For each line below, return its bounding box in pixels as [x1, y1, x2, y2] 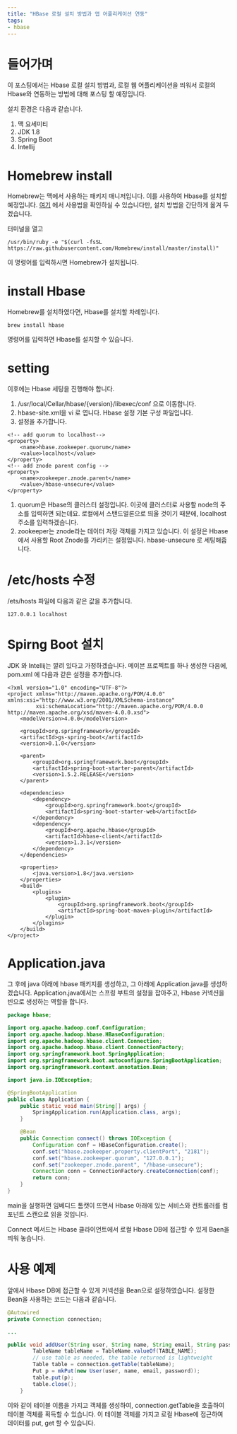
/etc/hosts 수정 [7, 572, 96, 588]
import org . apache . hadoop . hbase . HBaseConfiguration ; [7, 1031, 166, 1038]
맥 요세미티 [17, 120, 49, 128]
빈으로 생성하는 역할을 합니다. [7, 997, 89, 1005]
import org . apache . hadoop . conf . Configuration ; [7, 1024, 147, 1031]
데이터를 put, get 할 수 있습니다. [7, 1418, 96, 1427]
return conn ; [32, 1174, 71, 1181]
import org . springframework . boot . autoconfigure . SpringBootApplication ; [7, 1057, 222, 1065]
